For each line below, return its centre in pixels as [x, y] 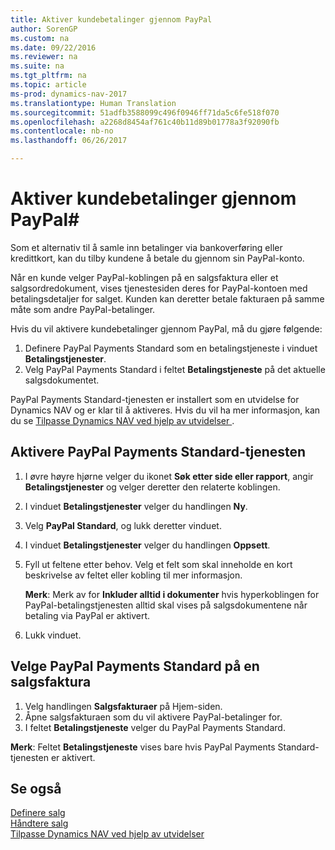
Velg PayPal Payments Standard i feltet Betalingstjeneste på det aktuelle [175, 369]
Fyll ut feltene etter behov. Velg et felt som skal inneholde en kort [158, 564]
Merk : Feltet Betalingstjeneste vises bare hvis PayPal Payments [143, 747]
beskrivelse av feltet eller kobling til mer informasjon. [133, 575]
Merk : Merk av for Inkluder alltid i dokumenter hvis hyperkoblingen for [172, 594]
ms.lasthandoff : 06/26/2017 [69, 141]
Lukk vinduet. [53, 635]
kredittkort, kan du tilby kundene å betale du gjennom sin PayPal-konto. [157, 258]
